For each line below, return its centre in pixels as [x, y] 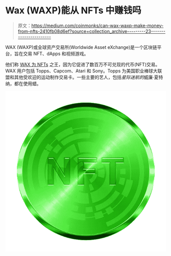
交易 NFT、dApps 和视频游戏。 [56, 54]
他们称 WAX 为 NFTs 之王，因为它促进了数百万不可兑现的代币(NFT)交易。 [83, 64]
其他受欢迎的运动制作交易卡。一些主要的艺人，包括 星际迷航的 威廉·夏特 [89, 77]
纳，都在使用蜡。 [23, 83]
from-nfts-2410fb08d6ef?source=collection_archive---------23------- [92, 31]
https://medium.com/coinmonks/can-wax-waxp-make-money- [97, 25]
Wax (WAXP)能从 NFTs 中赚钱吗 [73, 10]
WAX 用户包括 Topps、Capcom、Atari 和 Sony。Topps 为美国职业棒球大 [81, 71]
